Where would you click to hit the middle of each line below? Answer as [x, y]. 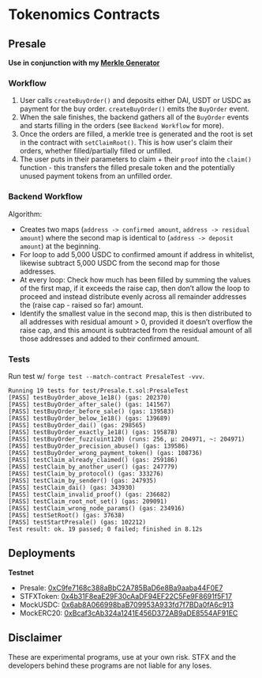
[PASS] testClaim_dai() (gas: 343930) [72, 487]
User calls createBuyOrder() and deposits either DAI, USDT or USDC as [135, 100]
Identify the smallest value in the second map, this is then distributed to [136, 313]
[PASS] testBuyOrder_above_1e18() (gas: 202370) [90, 397]
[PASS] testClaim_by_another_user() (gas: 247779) [93, 467]
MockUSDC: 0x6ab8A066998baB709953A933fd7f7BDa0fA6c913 [127, 604]
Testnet [21, 572]
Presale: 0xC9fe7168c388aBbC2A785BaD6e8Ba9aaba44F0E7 [121, 588]
